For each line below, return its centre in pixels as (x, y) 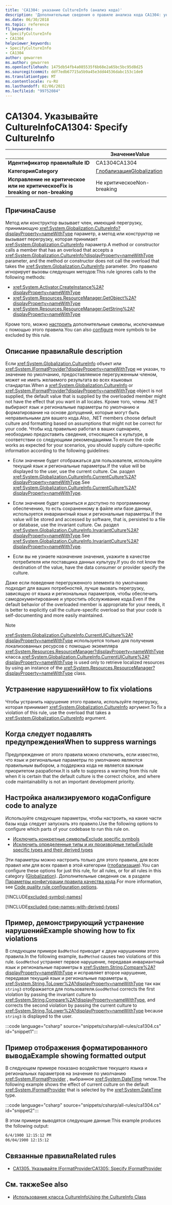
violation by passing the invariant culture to (51, 995)
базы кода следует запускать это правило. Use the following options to (82, 823)
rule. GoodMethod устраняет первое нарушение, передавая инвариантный (85, 962)
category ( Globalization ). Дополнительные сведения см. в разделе (78, 876)
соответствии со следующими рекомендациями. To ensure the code (80, 440)
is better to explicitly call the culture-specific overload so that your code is (84, 610)
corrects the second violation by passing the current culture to (71, 1005)
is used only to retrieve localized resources (119, 662)
